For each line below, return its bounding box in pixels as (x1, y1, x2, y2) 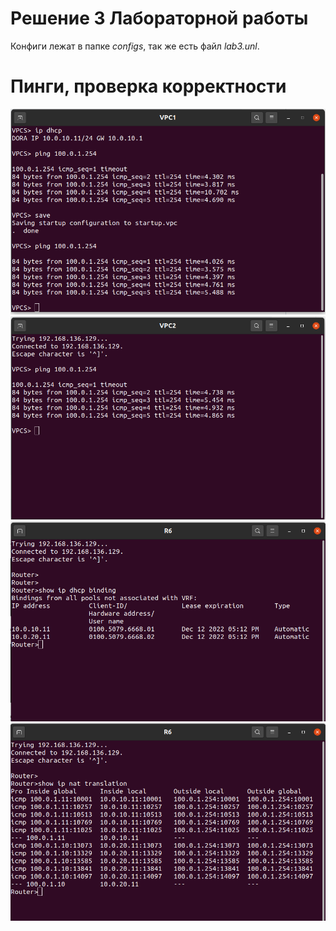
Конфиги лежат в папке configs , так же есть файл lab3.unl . (10, 40, 260, 52)
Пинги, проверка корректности (10, 75, 287, 98)
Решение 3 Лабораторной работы (10, 7, 309, 30)
